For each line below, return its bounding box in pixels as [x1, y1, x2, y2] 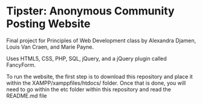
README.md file [6, 92, 47, 99]
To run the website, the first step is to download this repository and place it [6, 73, 193, 80]
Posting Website [6, 17, 91, 31]
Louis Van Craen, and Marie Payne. [6, 43, 94, 50]
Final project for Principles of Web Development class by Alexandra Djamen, [6, 37, 197, 44]
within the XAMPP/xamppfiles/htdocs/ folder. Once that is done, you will [6, 79, 186, 87]
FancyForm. [6, 61, 36, 69]
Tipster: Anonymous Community [6, 4, 175, 18]
